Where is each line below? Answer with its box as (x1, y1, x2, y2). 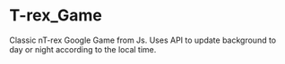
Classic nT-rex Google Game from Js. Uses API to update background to (9, 35, 277, 45)
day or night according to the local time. (9, 44, 157, 54)
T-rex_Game (9, 5, 103, 26)
